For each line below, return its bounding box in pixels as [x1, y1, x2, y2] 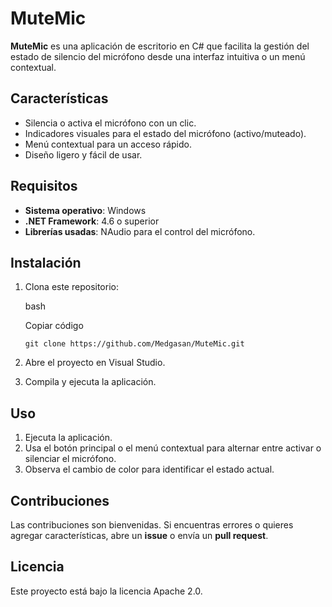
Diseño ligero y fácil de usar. [24, 148, 143, 161]
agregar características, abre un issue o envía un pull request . [10, 530, 269, 541]
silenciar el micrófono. [24, 453, 117, 465]
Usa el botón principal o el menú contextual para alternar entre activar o [24, 442, 322, 454]
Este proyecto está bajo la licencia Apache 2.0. [10, 585, 203, 597]
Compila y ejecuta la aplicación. [24, 376, 157, 388]
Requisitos [10, 178, 78, 195]
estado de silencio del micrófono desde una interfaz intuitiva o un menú [10, 50, 306, 62]
